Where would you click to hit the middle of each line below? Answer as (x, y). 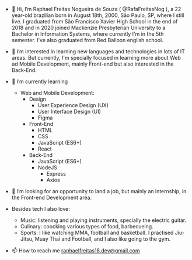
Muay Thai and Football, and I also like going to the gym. (103, 239)
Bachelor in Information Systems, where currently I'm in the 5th (88, 34)
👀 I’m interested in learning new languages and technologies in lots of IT (98, 52)
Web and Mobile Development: (57, 93)
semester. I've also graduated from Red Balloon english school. (87, 40)
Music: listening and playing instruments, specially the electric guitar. (103, 220)
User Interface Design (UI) (69, 112)
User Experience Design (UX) (73, 105)
